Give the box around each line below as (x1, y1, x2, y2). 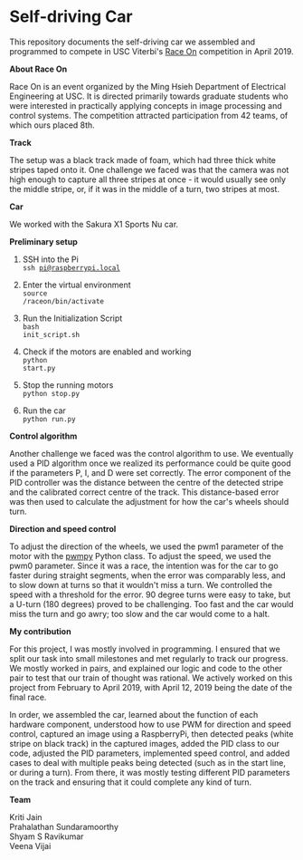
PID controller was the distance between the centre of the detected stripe (9, 477, 284, 488)
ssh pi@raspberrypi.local (22, 263, 120, 273)
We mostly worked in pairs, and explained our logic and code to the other (9, 662, 283, 673)
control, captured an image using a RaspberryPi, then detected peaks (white (9, 728, 294, 739)
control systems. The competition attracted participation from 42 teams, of (9, 110, 289, 121)
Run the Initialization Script (22, 313, 123, 324)
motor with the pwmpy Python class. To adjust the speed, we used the (9, 550, 271, 561)
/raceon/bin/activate (22, 296, 104, 305)
